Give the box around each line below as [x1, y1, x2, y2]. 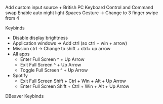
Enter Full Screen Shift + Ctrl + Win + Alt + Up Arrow [20, 83, 130, 89]
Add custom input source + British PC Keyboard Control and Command [5, 5, 153, 10]
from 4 [5, 15, 19, 21]
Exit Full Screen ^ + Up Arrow [20, 62, 81, 67]
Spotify [12, 73, 28, 78]
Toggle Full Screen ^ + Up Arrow [20, 67, 88, 73]
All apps [12, 51, 30, 57]
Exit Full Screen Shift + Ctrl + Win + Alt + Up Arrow [20, 78, 127, 84]
